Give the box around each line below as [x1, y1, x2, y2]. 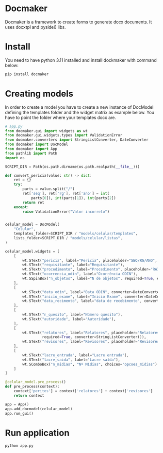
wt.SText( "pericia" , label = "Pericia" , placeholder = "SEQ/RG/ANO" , [22, 258, 158, 263]
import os [5, 155, 25, 160]
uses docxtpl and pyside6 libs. [5, 24, 66, 30]
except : [14, 204, 29, 209]
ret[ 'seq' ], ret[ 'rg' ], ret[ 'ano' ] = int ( [22, 191, 110, 196]
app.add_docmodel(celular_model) [5, 406, 73, 411]
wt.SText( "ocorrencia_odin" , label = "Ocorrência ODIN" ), [22, 271, 138, 277]
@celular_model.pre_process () [5, 380, 66, 385]
